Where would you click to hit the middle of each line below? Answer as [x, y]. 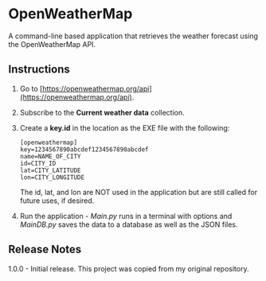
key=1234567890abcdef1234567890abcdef [84, 149]
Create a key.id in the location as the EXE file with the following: [125, 127]
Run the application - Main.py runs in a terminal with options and [126, 216]
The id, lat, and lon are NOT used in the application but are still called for [138, 192]
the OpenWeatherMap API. [52, 44]
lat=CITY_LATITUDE [50, 170]
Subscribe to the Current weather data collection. [102, 112]
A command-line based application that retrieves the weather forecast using [133, 36]
